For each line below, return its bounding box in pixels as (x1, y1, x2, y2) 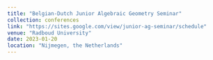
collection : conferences (7, 17, 79, 23)
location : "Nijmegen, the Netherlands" (7, 42, 123, 49)
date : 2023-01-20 (7, 36, 58, 43)
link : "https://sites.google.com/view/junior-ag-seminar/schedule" (7, 23, 207, 30)
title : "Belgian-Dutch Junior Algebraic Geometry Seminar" (7, 10, 182, 17)
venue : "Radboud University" (7, 29, 92, 37)
